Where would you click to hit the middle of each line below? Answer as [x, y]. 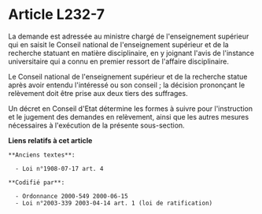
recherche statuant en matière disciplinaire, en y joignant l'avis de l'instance [131, 53]
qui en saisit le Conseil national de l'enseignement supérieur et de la [119, 44]
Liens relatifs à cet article [50, 140]
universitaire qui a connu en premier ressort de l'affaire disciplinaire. [119, 61]
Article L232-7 [56, 15]
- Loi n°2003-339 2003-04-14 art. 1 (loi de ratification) [114, 203]
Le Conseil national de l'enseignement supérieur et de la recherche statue [128, 76]
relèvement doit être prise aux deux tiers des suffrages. [98, 93]
